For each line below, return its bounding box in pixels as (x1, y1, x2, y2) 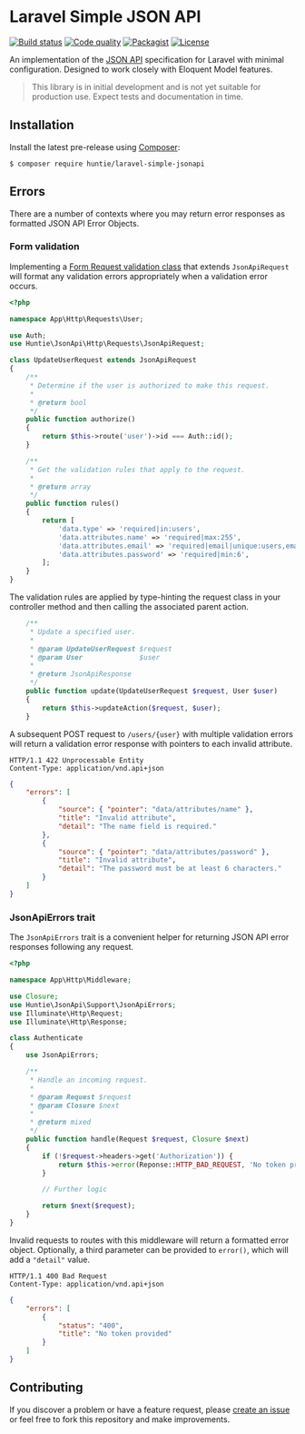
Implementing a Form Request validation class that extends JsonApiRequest (9, 261, 290, 272)
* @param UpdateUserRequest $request (29, 644, 172, 653)
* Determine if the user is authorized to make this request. (29, 380, 271, 390)
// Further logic (42, 1185, 107, 1194)
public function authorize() (25, 415, 136, 424)
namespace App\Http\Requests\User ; (9, 314, 144, 324)
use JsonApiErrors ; (25, 1051, 100, 1060)
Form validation (9, 240, 80, 253)
